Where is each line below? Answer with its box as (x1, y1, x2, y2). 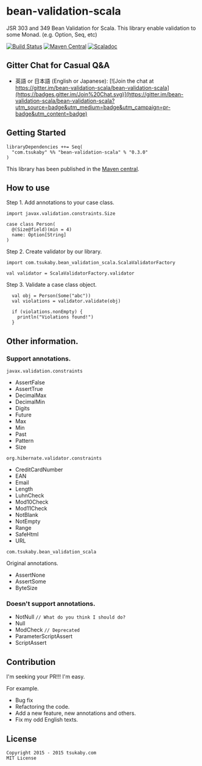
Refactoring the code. (15, 703, 70, 711)
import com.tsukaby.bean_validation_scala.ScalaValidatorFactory (6, 260, 175, 266)
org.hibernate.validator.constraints (6, 455, 102, 462)
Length (15, 485, 33, 493)
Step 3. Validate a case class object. (6, 281, 97, 289)
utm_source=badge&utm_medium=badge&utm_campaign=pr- (15, 104, 171, 111)
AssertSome (15, 578, 47, 585)
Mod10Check (15, 498, 49, 506)
